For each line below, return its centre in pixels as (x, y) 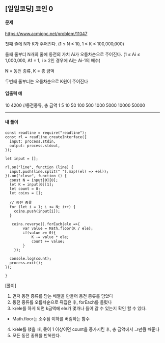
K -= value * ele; (50, 237)
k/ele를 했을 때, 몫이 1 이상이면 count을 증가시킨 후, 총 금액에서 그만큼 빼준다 (86, 329)
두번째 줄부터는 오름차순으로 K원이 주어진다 (47, 81)
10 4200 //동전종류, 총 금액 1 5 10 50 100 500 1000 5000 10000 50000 (75, 105)
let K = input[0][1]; (32, 185)
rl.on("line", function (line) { (39, 167)
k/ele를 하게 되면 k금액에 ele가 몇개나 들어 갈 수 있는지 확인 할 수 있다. (79, 308)
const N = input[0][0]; (34, 180)
